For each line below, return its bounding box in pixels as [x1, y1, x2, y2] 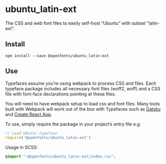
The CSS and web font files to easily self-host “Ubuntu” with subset [5, 20, 146, 26]
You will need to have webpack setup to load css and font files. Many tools [5, 100, 160, 106]
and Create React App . [5, 111, 52, 117]
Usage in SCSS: [5, 144, 38, 150]
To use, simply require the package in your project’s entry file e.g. [5, 121, 141, 127]
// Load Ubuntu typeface [5, 130, 57, 136]
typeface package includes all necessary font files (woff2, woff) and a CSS [5, 85, 161, 91]
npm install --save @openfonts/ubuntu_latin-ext [5, 53, 109, 58]
